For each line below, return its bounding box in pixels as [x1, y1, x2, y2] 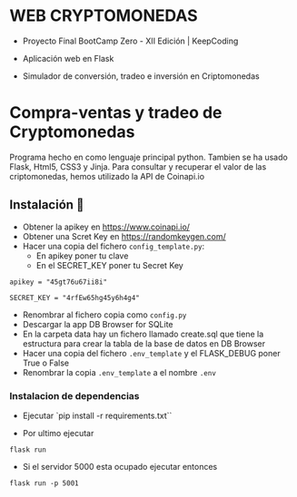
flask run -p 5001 [9, 478, 79, 488]
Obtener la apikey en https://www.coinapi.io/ [22, 221, 191, 232]
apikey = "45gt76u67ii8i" [9, 278, 107, 287]
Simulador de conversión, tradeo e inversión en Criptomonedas [22, 70, 261, 82]
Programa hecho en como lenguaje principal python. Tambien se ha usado [9, 151, 288, 162]
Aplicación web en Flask [22, 53, 114, 63]
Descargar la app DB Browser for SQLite [22, 318, 174, 329]
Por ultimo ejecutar [22, 427, 94, 438]
